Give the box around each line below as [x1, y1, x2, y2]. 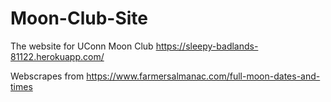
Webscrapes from [10, 70, 85, 82]
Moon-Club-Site [10, 7, 149, 30]
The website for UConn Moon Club [10, 40, 154, 52]
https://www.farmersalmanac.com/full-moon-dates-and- [86, 70, 321, 82]
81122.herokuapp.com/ [10, 50, 105, 62]
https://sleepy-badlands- [155, 40, 259, 52]
